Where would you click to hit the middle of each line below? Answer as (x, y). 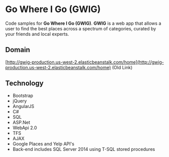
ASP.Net (21, 122)
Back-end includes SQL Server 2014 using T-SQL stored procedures (84, 149)
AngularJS (23, 106)
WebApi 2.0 (25, 128)
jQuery (19, 101)
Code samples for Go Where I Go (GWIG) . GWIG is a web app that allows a (83, 23)
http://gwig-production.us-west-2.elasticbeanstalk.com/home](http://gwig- (86, 62)
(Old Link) (122, 67)
